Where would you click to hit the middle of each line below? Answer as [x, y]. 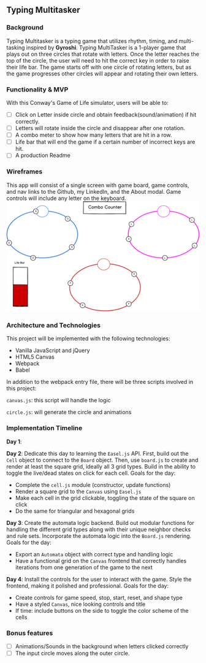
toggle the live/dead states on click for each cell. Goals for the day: [91, 473]
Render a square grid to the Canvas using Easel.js [78, 491]
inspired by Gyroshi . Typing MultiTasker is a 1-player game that [106, 47]
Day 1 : [14, 442]
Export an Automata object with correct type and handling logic [94, 554]
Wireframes [25, 172]
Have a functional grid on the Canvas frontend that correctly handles [101, 561]
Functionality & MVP [37, 90]
